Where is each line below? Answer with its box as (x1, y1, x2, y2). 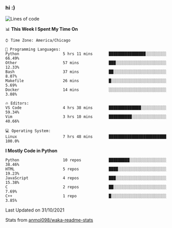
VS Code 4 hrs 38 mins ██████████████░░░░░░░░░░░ (5, 105, 167, 110)
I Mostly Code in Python (5, 148, 58, 154)
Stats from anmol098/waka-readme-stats (5, 217, 93, 223)
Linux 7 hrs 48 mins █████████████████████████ (5, 134, 167, 140)
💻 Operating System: (5, 128, 51, 134)
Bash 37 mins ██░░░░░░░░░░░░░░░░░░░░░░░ (5, 69, 167, 74)
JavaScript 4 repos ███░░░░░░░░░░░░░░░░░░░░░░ (5, 176, 167, 181)
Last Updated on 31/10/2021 (5, 207, 65, 213)
